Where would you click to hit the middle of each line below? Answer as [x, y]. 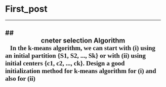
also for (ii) [20, 79]
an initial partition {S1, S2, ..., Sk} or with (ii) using [75, 56]
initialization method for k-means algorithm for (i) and [81, 71]
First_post [26, 9]
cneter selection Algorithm [83, 41]
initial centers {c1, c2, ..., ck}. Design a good [65, 64]
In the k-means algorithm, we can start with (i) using [83, 48]
